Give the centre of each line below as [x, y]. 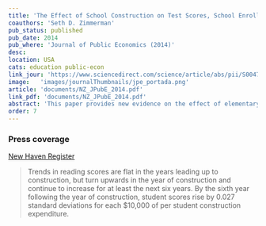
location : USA [32, 60]
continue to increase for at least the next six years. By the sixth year [139, 189]
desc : [17, 52]
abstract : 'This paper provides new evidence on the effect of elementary [134, 104]
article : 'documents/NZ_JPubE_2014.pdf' [76, 89]
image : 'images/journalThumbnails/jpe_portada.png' [99, 82]
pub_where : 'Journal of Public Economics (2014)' [92, 45]
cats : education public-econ [56, 67]
